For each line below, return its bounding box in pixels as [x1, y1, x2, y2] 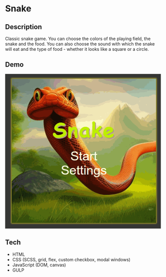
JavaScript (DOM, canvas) [12, 262, 66, 268]
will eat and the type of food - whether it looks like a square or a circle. [5, 46, 149, 52]
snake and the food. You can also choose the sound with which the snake [5, 41, 155, 47]
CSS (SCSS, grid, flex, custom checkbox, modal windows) [12, 256, 131, 262]
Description [5, 23, 42, 31]
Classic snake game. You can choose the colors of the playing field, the [5, 36, 151, 41]
